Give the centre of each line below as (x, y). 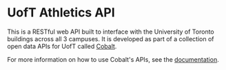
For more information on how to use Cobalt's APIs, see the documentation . (113, 59)
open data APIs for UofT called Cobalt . (62, 46)
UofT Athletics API (61, 13)
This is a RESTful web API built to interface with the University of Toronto (111, 32)
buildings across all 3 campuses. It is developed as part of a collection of (111, 38)
